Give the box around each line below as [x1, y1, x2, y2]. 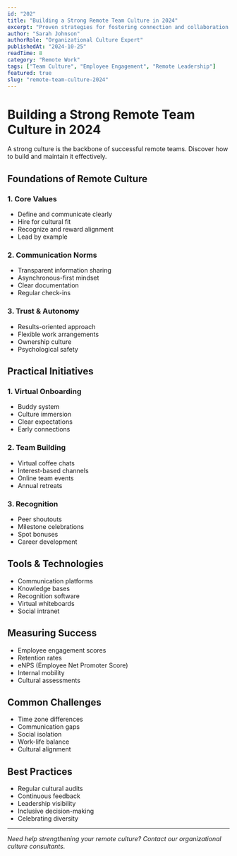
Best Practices [7, 766, 73, 778]
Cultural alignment [17, 745, 71, 754]
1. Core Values [7, 194, 58, 203]
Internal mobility [17, 668, 65, 677]
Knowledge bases [17, 584, 71, 593]
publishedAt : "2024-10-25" [7, 43, 87, 50]
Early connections [17, 425, 71, 434]
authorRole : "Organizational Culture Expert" [7, 37, 143, 44]
